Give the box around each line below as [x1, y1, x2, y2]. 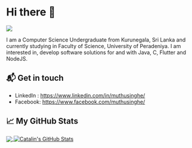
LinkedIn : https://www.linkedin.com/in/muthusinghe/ [14, 92, 145, 99]
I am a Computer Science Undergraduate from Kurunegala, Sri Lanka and [6, 36, 186, 43]
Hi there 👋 [6, 5, 55, 19]
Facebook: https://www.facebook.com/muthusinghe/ [14, 98, 145, 105]
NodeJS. [6, 55, 28, 62]
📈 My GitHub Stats [6, 116, 79, 127]
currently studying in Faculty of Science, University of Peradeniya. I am [6, 42, 181, 49]
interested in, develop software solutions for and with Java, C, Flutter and [6, 49, 187, 56]
